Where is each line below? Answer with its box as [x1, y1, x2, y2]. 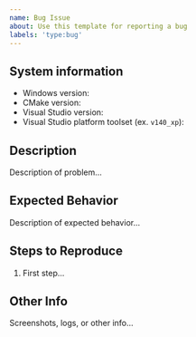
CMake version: [22, 97, 81, 109]
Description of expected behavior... [9, 217, 141, 227]
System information [9, 63, 124, 79]
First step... [22, 267, 65, 278]
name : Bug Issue [9, 13, 70, 23]
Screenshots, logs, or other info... [9, 318, 134, 329]
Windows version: [22, 88, 90, 99]
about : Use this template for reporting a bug [9, 22, 188, 31]
